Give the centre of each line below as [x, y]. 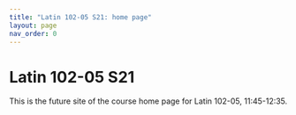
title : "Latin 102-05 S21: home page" [80, 17]
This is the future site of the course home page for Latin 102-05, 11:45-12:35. [148, 101]
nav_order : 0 [33, 33]
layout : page [33, 25]
